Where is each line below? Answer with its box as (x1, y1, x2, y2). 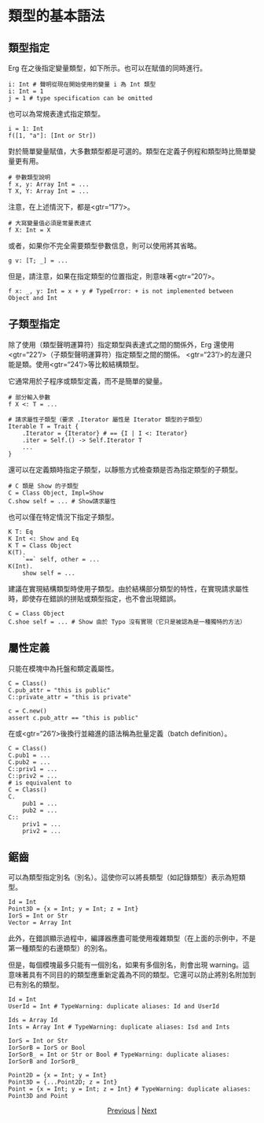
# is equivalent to (8, 779, 72, 787)
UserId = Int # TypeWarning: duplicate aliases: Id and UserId (8, 1003, 220, 1010)
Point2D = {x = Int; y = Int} (8, 1072, 108, 1080)
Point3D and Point (8, 1092, 68, 1100)
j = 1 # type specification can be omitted (8, 95, 153, 102)
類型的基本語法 (8, 7, 105, 25)
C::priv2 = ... (8, 772, 58, 780)
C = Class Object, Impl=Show (8, 489, 104, 497)
